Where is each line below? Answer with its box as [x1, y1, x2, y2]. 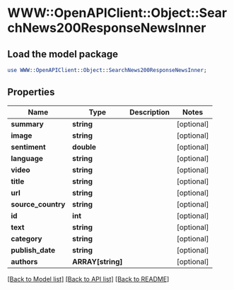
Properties [7, 86, 55, 98]
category [11, 234, 42, 243]
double [71, 142, 97, 152]
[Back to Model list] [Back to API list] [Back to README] [7, 274, 170, 283]
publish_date [11, 245, 55, 255]
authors [11, 256, 38, 266]
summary [11, 119, 44, 128]
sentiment [11, 142, 46, 152]
